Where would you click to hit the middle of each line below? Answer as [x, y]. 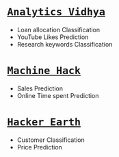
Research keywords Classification [65, 44]
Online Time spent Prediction [58, 95]
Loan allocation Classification [58, 29]
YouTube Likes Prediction [53, 37]
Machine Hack [44, 71]
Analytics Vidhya [56, 12]
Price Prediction [40, 147]
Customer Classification [51, 140]
